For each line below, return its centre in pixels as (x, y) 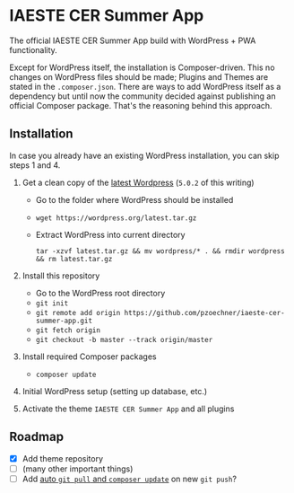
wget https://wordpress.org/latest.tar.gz (116, 218)
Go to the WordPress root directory (100, 293)
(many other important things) (78, 469)
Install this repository (61, 276)
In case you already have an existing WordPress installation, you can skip (144, 155)
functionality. (34, 49)
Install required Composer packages (89, 357)
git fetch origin (68, 330)
